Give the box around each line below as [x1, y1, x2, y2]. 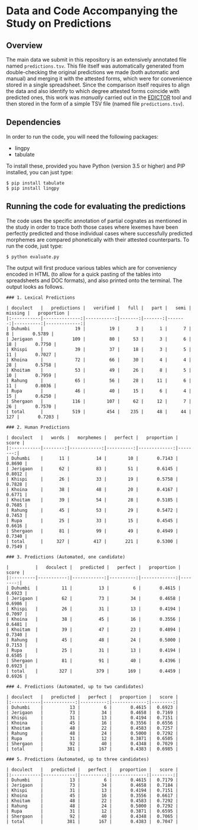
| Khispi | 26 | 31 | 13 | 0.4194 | [6, 606, 181, 612]
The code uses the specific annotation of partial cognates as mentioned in [6, 217, 187, 224]
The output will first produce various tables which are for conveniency [6, 264, 177, 271]
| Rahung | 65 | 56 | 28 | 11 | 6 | [6, 378, 192, 384]
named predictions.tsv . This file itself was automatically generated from [6, 62, 184, 69]
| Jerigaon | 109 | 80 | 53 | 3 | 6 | [6, 336, 192, 342]
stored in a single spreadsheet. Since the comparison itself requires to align [6, 81, 190, 88]
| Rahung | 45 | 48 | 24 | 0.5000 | [6, 637, 181, 643]
